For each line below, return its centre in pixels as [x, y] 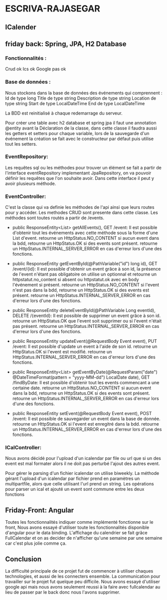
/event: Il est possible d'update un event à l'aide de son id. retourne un [85, 346]
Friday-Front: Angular [40, 510]
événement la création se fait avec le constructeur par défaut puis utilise [79, 139]
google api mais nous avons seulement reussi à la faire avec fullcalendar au [83, 587]
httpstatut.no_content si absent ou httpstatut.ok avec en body [76, 280]
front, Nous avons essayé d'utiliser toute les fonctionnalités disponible [77, 527]
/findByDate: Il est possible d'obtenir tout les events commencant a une [86, 383]
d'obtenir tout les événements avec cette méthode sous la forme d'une [85, 233]
